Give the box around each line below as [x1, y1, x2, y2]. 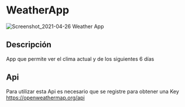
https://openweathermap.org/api [6, 94, 85, 101]
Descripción [6, 40, 52, 50]
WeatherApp [6, 4, 69, 17]
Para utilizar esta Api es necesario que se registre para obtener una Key [6, 88, 180, 95]
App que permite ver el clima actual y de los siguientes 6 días [6, 55, 155, 62]
